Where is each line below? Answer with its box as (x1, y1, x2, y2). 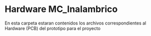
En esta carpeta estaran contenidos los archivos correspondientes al (4, 20, 146, 26)
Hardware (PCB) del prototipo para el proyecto (4, 25, 101, 31)
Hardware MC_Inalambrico (4, 3, 118, 15)
